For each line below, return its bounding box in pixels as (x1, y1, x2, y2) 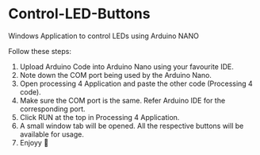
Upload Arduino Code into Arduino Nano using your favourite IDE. (19, 61, 234, 72)
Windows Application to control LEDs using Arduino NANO (8, 31, 200, 41)
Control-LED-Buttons (8, 5, 151, 23)
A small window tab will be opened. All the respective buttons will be (19, 121, 244, 130)
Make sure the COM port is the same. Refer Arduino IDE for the (19, 95, 226, 105)
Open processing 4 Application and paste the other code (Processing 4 (19, 79, 254, 88)
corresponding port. (19, 104, 86, 114)
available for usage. (19, 129, 85, 139)
